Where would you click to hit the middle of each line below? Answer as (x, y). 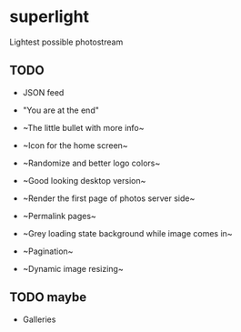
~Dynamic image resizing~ (73, 268)
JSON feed (43, 92)
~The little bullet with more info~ (83, 127)
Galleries (39, 319)
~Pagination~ (48, 251)
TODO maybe (48, 297)
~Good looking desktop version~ (84, 180)
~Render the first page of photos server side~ (109, 198)
